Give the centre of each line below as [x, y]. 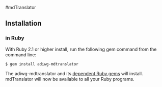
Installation [23, 23]
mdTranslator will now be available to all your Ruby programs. [70, 79]
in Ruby [15, 38]
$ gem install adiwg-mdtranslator [42, 64]
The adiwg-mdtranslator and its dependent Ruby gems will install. [74, 73]
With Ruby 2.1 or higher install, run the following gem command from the [81, 49]
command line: [21, 55]
